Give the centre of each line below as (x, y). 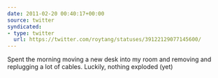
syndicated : (24, 26)
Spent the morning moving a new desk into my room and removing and (109, 59)
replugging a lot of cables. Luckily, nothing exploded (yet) (90, 67)
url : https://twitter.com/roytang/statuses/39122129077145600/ (107, 40)
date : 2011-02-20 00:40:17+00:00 (56, 14)
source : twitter (31, 20)
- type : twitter (31, 33)
